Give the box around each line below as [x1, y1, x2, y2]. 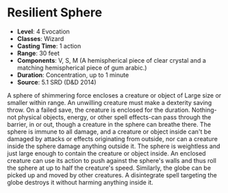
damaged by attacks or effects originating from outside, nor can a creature [7, 134, 218, 143]
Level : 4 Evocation [16, 27, 71, 35]
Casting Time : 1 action [16, 42, 81, 50]
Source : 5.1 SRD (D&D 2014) [16, 78, 97, 86]
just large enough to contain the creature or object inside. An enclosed [7, 149, 207, 158]
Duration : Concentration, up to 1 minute [16, 70, 129, 79]
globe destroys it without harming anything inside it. [7, 178, 154, 186]
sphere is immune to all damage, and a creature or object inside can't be [7, 128, 212, 136]
